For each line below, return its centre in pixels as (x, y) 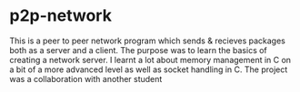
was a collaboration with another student (86, 78)
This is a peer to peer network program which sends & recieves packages (148, 41)
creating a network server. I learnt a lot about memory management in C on (150, 60)
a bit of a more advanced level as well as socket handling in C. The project (149, 69)
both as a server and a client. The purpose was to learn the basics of (139, 50)
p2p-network (60, 16)
